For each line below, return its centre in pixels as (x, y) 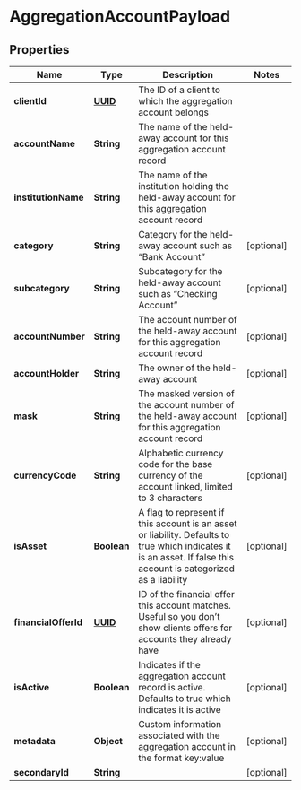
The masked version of (187, 394)
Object (108, 741)
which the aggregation (185, 101)
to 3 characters (171, 498)
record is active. (172, 687)
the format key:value (181, 758)
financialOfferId (48, 622)
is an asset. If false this (186, 557)
